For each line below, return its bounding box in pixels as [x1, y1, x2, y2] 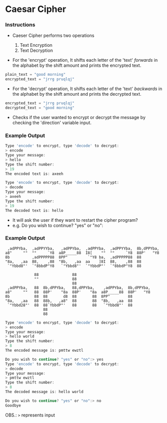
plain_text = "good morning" [5, 72, 66, 77]
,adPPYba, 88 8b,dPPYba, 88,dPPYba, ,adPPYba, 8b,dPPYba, [7, 285, 151, 290]
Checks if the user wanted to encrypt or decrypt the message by [12, 114, 146, 120]
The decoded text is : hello [5, 208, 64, 213]
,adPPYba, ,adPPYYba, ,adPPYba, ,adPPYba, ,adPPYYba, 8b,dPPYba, [7, 246, 160, 251]
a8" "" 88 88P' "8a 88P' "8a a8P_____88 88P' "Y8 [5, 289, 151, 294]
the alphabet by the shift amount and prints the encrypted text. [12, 62, 142, 68]
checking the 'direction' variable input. [12, 120, 92, 126]
